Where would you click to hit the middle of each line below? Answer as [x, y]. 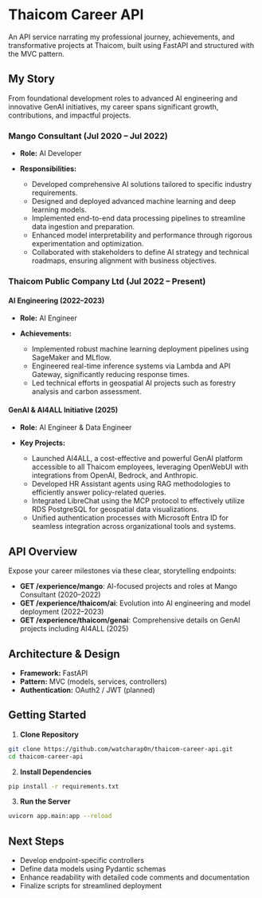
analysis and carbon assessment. [86, 391]
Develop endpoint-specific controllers [82, 860]
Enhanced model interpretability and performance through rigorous [142, 235]
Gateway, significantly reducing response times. [110, 375]
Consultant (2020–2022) [60, 595]
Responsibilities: [48, 169]
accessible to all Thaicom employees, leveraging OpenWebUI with [140, 467]
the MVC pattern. [37, 54]
